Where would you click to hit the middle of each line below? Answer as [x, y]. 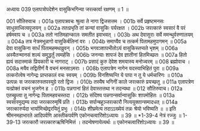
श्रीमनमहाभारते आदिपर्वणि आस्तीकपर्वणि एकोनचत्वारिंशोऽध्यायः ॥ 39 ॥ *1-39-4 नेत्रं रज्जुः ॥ [94, 115]
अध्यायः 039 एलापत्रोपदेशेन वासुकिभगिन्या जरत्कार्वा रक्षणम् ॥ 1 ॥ [67, 9]
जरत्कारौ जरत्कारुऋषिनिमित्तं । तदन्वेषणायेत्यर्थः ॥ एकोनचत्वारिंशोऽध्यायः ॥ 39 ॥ [98, 122]
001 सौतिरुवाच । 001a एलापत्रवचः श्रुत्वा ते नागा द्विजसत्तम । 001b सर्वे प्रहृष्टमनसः [85, 21]
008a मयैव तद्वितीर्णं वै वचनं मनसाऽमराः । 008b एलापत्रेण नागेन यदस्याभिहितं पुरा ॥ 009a [93, 68]
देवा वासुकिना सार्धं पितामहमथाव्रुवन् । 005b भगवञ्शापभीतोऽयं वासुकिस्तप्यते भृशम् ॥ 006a [92, 48]
